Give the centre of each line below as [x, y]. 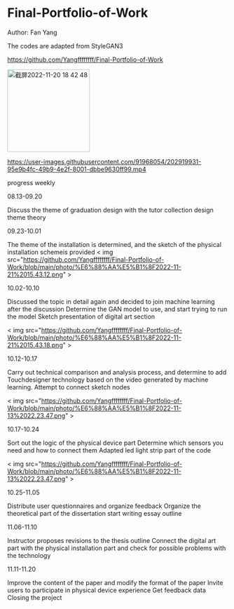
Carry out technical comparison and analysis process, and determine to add [117, 372]
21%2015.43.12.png [35, 274]
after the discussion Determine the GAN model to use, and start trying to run [117, 309]
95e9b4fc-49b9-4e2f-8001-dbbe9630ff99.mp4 [77, 169]
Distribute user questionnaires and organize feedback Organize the [104, 506]
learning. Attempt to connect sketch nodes [69, 387]
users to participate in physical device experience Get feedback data [107, 590]
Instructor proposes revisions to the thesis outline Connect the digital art [112, 540]
